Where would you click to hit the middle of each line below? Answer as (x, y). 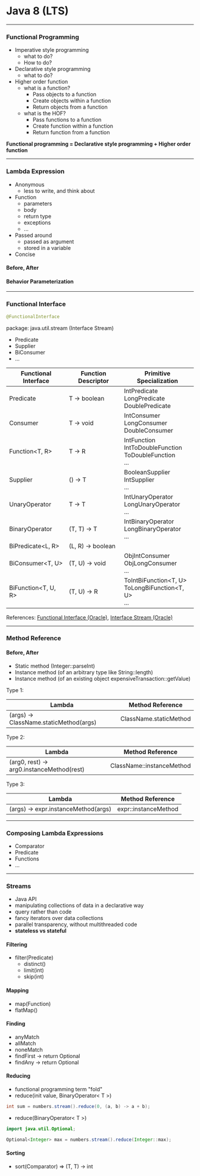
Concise (25, 254)
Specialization (157, 381)
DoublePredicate (147, 406)
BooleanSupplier (147, 472)
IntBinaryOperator (149, 521)
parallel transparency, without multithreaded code (76, 925)
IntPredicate (141, 391)
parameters (38, 203)
